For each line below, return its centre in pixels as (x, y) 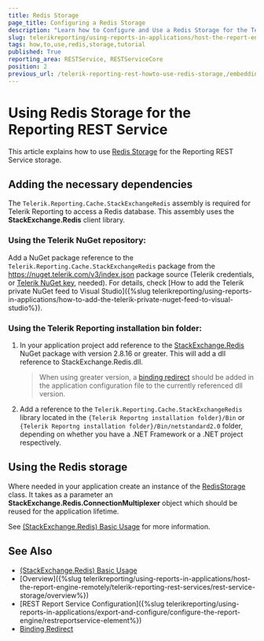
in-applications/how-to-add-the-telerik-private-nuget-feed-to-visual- (121, 299)
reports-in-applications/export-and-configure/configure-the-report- (130, 612)
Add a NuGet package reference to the (71, 257)
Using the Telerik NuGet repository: (77, 241)
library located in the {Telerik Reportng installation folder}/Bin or (132, 417)
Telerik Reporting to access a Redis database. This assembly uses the (121, 212)
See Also (30, 551)
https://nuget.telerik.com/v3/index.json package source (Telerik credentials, (131, 274)
